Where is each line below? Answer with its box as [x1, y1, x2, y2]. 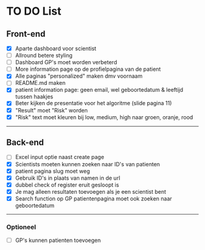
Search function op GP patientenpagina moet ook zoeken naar [15, 194, 173, 202]
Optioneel [6, 222, 37, 231]
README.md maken [15, 79, 66, 87]
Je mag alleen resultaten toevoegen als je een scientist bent [15, 188, 167, 195]
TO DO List [6, 4, 62, 18]
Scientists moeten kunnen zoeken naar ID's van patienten [15, 160, 160, 167]
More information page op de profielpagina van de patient [15, 65, 161, 73]
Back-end [6, 138, 45, 148]
